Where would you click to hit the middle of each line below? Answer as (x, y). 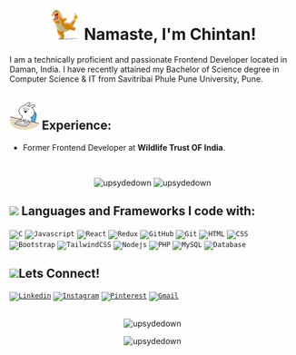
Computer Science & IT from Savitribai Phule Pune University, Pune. (136, 79)
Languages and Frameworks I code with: (138, 211)
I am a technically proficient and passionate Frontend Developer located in (148, 59)
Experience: (76, 126)
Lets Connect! (59, 273)
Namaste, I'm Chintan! (170, 35)
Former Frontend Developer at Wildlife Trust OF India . (124, 147)
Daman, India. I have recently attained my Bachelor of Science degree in (144, 69)
